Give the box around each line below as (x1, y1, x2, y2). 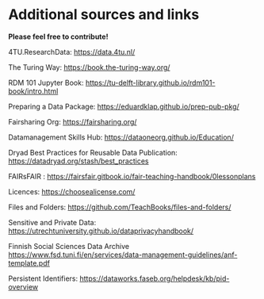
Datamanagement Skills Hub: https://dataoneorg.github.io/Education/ (8, 132, 234, 142)
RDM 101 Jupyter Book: (8, 78, 84, 87)
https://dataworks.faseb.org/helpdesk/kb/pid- (78, 274, 230, 283)
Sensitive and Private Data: (8, 217, 97, 227)
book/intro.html (8, 86, 59, 96)
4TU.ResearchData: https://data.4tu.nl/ (8, 47, 136, 56)
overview (8, 282, 38, 291)
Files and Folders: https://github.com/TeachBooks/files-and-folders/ (8, 202, 231, 212)
